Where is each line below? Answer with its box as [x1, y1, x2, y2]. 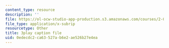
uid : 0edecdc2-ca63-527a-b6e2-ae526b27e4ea [5, 35, 98, 40]
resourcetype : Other [5, 26, 49, 31]
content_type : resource [5, 7, 55, 12]
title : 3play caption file [5, 30, 62, 35]
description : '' [5, 12, 39, 17]
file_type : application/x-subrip [5, 21, 75, 26]
